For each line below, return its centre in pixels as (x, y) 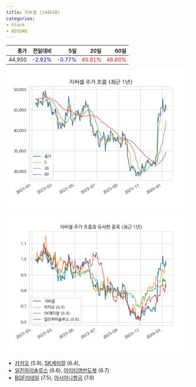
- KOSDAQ (17, 31)
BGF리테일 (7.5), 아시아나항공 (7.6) (55, 378)
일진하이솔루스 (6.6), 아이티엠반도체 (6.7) (62, 370)
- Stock (16, 25)
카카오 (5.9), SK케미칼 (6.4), (47, 363)
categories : (21, 18)
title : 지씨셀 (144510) (33, 12)
